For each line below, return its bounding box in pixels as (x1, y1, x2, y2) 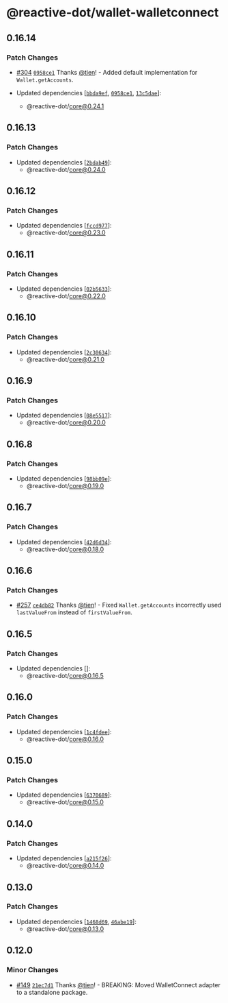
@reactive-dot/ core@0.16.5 (26, 672, 104, 680)
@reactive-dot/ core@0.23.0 (26, 228, 106, 237)
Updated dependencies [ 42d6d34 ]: (16, 537, 112, 546)
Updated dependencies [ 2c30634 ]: (16, 348, 112, 356)
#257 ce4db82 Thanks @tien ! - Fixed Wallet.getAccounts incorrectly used (16, 601, 222, 609)
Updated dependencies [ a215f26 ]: (16, 854, 112, 862)
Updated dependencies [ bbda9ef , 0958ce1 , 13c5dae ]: (16, 88, 162, 97)
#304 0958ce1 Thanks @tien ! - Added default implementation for (16, 68, 198, 76)
